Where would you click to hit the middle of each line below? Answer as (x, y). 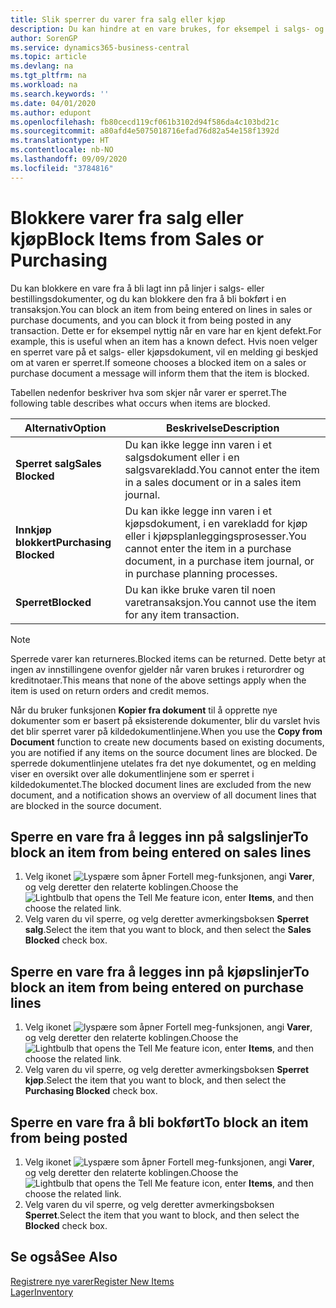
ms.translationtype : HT (60, 141)
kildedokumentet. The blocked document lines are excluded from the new (161, 784)
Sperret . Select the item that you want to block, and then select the (162, 1215)
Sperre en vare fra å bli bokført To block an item (159, 1122)
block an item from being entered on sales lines (161, 852)
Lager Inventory (42, 1292)
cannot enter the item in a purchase (208, 548)
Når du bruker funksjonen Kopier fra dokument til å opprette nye (144, 710)
